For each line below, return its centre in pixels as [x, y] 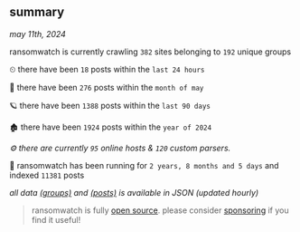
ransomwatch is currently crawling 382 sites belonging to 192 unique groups [150, 52]
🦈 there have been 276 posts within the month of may [107, 87]
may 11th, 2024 [37, 34]
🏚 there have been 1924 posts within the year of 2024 [111, 127]
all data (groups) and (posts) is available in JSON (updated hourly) [134, 192]
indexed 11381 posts [47, 175]
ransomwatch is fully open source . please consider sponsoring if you [160, 210]
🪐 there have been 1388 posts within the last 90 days [110, 105]
